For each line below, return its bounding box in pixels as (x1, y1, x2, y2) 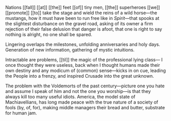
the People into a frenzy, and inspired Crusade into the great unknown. (5, 73, 154, 79)
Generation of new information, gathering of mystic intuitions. (5, 47, 135, 53)
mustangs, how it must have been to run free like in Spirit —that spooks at (5, 15, 160, 21)
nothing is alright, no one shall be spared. (5, 32, 92, 37)
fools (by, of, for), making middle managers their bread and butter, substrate (5, 105, 165, 110)
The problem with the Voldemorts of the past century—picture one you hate (5, 83, 165, 89)
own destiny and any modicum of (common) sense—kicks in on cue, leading (5, 67, 166, 74)
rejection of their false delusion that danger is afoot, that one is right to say (5, 26, 162, 32)
